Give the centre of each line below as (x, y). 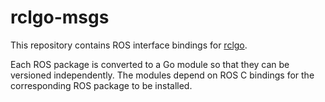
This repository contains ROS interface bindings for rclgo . (129, 45)
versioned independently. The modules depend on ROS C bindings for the (162, 75)
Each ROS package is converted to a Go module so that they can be (150, 64)
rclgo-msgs (60, 17)
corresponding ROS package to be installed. (101, 85)
